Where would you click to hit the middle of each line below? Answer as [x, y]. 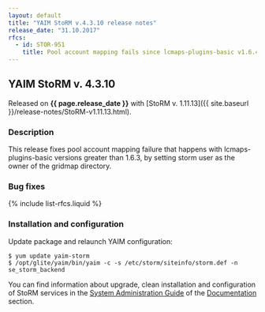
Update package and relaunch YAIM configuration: [90, 241]
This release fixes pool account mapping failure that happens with [116, 149]
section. [21, 301]
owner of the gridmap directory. [60, 166]
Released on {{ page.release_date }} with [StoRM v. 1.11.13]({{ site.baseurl [129, 103]
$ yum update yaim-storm [49, 256]
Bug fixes [27, 186]
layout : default [35, 15]
